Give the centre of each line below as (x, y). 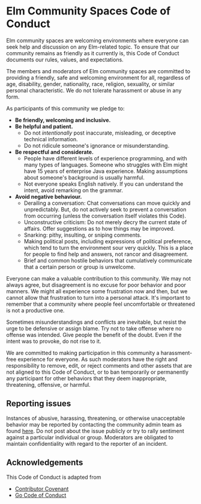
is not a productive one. (35, 310)
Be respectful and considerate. (54, 152)
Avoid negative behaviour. (48, 196)
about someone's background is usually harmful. (84, 177)
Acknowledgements (45, 463)
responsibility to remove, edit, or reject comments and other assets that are (99, 365)
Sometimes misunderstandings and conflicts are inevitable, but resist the (96, 322)
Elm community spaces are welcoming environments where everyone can (97, 40)
